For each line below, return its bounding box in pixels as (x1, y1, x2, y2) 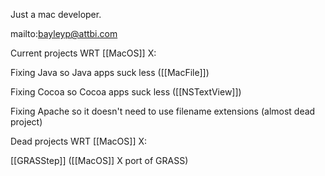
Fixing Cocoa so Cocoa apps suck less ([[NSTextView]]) (10, 86, 242, 98)
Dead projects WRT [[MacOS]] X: (10, 135, 148, 147)
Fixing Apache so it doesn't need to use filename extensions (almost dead (10, 105, 316, 117)
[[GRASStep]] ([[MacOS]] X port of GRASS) (10, 155, 189, 166)
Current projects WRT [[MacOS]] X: (10, 47, 157, 59)
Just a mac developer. (10, 9, 102, 20)
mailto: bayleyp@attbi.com (10, 28, 118, 39)
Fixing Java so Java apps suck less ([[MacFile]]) (10, 67, 210, 78)
